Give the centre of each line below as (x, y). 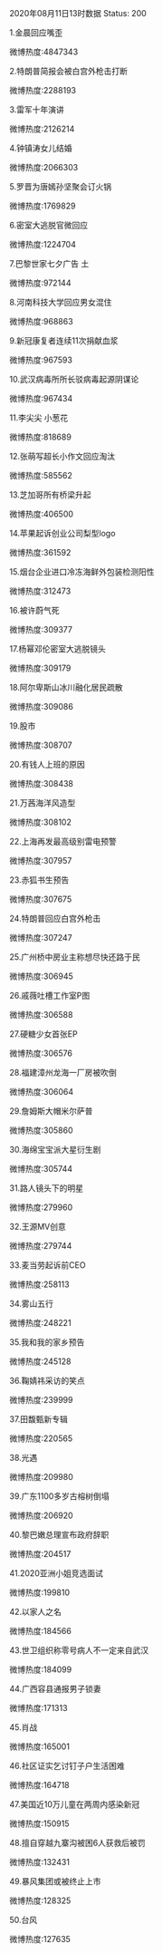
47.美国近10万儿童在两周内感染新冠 (75, 1804)
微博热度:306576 (41, 1053)
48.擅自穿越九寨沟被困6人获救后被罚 (78, 1843)
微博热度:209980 (42, 1477)
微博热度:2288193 (43, 90)
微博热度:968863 (42, 321)
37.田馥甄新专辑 (38, 1419)
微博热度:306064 (42, 1092)
